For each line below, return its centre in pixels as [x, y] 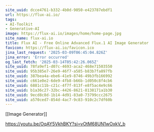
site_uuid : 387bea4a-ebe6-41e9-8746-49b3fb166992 [59, 76]
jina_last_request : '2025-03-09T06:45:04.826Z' [57, 52]
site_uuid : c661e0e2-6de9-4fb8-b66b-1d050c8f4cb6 [59, 81]
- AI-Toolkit [19, 24]
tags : [11, 19]
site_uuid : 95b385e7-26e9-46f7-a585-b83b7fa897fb [59, 72]
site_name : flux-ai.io [29, 39]
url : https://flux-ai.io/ [33, 15]
